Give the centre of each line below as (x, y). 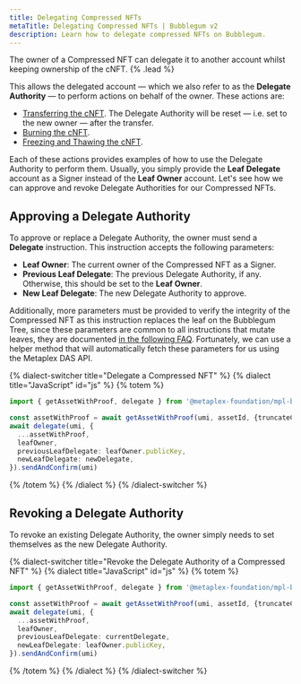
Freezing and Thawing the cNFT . (82, 142)
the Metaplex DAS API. (51, 359)
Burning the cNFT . (56, 133)
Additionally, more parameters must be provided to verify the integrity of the (150, 311)
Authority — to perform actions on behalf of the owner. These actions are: (147, 96)
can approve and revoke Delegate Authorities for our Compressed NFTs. (142, 188)
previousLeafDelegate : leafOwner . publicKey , (102, 451)
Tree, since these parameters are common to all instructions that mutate (142, 330)
